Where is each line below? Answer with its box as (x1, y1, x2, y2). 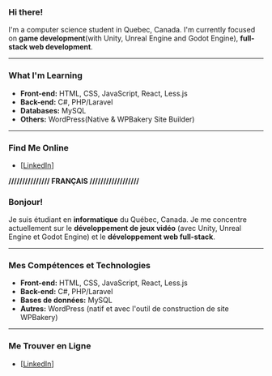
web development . (28, 42, 93, 52)
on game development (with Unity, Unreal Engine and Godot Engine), (8, 33, 239, 43)
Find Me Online (8, 142, 69, 153)
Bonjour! (8, 196, 43, 207)
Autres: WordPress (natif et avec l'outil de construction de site (19, 304, 229, 314)
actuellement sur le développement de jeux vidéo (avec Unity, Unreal (8, 224, 241, 233)
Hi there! (8, 6, 44, 18)
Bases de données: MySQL (19, 295, 113, 305)
